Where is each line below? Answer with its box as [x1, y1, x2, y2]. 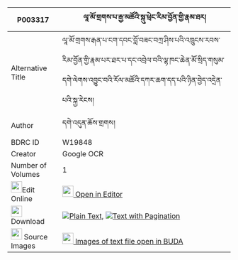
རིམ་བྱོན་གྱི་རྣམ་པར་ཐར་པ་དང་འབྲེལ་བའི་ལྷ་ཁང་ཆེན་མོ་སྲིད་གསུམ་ [62, 55, 225, 65]
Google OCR [62, 149, 104, 158]
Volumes [11, 170, 40, 179]
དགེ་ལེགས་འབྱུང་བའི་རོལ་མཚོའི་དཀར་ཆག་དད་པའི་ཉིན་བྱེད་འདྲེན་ [62, 75, 222, 85]
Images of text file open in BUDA [75, 237, 183, 246]
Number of [11, 161, 47, 170]
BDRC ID [11, 138, 40, 147]
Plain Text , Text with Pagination [69, 211, 181, 221]
